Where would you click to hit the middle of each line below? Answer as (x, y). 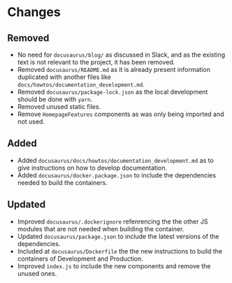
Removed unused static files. (59, 107)
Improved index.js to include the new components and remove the (114, 266)
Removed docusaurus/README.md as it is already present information (114, 70)
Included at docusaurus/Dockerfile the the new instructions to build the (119, 251)
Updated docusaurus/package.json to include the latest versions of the (118, 236)
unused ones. (37, 273)
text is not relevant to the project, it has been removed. (96, 62)
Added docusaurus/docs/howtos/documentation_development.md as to (116, 160)
